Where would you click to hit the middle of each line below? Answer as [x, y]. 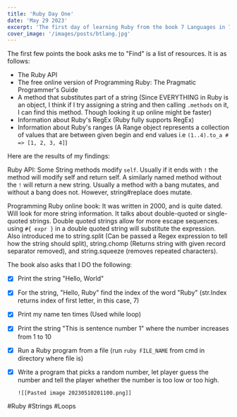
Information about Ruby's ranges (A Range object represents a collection [123, 127]
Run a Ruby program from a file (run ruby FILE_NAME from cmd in [111, 350]
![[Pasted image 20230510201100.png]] [74, 393]
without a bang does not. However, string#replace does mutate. [100, 192]
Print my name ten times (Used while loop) [79, 315]
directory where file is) [50, 358]
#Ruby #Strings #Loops [42, 406]
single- [217, 213]
